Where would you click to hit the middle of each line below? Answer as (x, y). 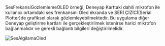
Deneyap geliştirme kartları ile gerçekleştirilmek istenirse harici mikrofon (81, 23)
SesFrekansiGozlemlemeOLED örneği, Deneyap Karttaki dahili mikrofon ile (83, 7)
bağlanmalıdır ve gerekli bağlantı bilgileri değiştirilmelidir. (64, 28)
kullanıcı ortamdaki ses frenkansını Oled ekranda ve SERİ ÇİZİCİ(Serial (78, 12)
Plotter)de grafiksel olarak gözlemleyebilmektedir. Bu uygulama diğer (77, 18)
